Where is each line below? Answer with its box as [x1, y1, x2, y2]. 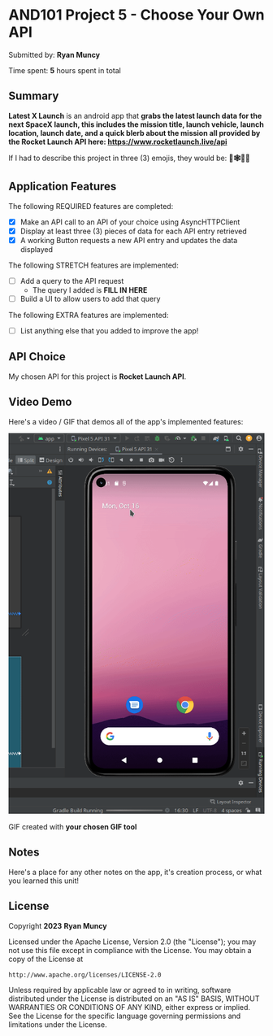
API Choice [8, 350, 67, 363]
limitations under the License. [8, 1019, 107, 1029]
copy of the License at [8, 954, 84, 964]
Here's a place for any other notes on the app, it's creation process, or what [8, 867, 262, 877]
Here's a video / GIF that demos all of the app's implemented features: [8, 416, 244, 426]
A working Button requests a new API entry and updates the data [19, 235, 238, 245]
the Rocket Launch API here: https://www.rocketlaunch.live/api [8, 137, 227, 146]
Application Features [8, 180, 117, 194]
